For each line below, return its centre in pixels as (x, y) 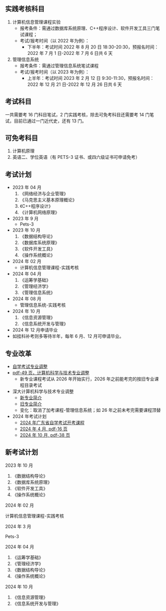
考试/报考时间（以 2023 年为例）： (55, 72)
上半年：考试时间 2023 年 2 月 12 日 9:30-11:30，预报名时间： (91, 78)
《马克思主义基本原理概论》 (48, 200)
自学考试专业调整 (30, 366)
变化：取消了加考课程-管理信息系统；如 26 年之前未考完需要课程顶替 (90, 410)
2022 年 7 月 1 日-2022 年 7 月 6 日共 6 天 (70, 53)
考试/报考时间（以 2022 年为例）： (55, 40)
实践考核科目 (25, 9)
